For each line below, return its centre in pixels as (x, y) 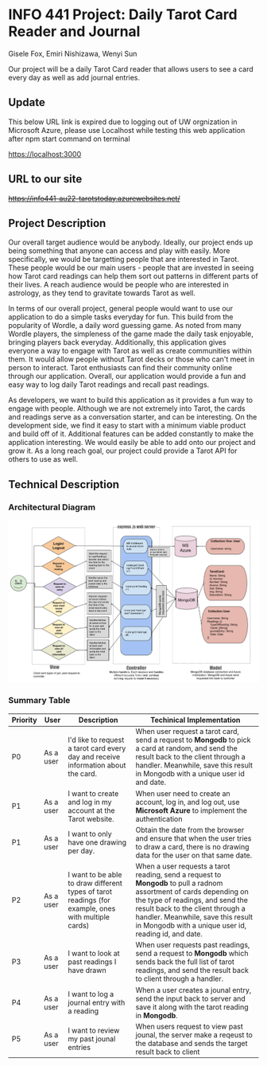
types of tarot (90, 892)
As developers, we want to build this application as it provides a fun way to (130, 400)
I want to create (93, 793)
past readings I (92, 962)
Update (27, 102)
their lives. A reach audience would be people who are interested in (118, 285)
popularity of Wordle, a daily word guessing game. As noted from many (125, 326)
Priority (24, 720)
